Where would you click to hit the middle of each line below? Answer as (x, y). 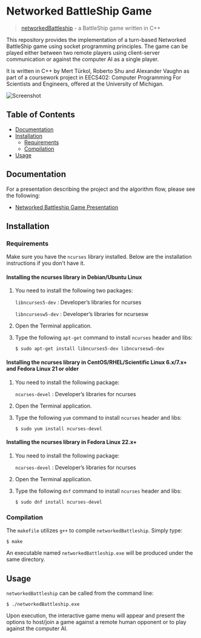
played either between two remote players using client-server (83, 52)
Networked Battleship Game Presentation (67, 207)
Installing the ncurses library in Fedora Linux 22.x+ (72, 442)
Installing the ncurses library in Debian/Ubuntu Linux (74, 277)
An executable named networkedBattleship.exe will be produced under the (100, 553)
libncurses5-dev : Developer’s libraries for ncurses (78, 303)
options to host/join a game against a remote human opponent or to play (96, 622)
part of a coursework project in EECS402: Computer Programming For (94, 77)
